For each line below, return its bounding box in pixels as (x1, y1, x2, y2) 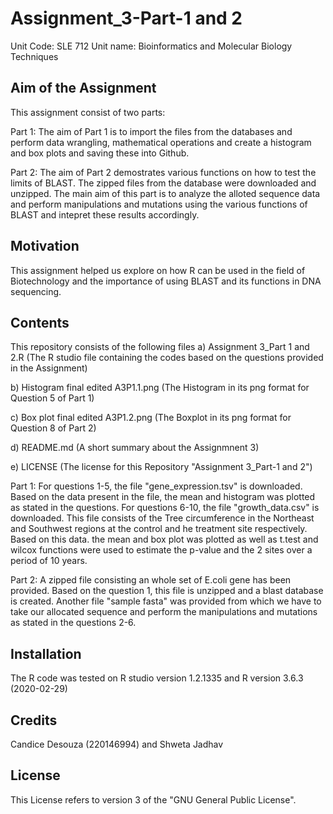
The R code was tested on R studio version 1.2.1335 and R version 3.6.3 (10, 672, 304, 684)
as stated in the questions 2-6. (10, 617, 137, 629)
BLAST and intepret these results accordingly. (10, 208, 200, 221)
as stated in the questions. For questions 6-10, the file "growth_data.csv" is (10, 502, 320, 514)
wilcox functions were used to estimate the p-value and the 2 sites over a (10, 544, 313, 556)
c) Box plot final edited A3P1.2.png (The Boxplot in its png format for (10, 412, 292, 424)
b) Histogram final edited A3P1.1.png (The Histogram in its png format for (10, 382, 310, 394)
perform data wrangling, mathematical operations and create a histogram (10, 136, 312, 148)
